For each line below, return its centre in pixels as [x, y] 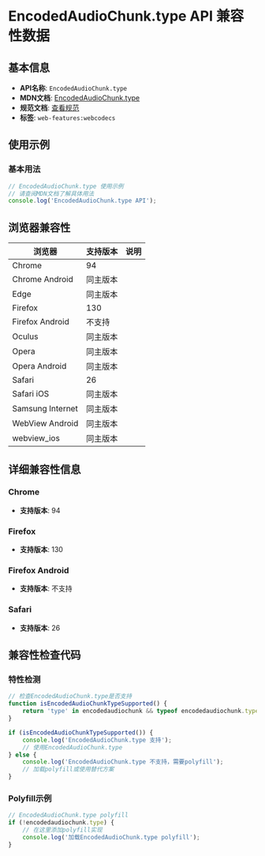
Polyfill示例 [30, 798]
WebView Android [45, 423]
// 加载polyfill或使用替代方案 [68, 770]
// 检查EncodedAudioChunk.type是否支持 [70, 696]
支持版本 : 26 [40, 628]
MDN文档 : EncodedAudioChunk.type [80, 98]
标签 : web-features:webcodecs [67, 118]
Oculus [25, 336]
